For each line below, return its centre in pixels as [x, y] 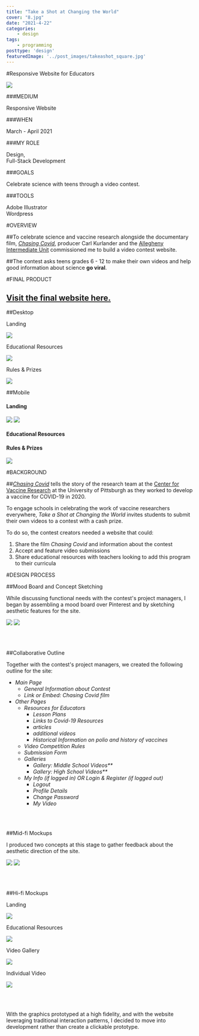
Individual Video [26, 973]
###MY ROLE [23, 143]
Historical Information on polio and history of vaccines [100, 740]
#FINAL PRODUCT [29, 279]
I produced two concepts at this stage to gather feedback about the [90, 845]
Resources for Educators [55, 708]
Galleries [35, 759]
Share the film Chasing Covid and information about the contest [94, 544]
